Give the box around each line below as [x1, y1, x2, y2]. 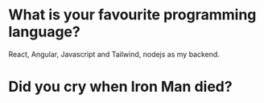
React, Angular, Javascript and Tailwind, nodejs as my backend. [8, 49, 220, 59]
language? [8, 23, 80, 41]
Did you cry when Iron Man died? [8, 78, 233, 96]
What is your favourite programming [8, 6, 257, 24]
